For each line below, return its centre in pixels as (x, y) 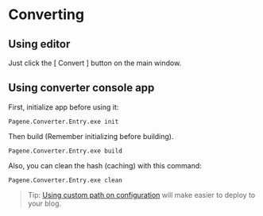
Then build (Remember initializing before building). (91, 136)
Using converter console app (81, 88)
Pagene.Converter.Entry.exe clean (66, 180)
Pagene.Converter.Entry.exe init (64, 121)
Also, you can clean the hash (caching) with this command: (105, 165)
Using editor (39, 44)
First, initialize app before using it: (64, 107)
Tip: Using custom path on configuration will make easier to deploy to (141, 195)
